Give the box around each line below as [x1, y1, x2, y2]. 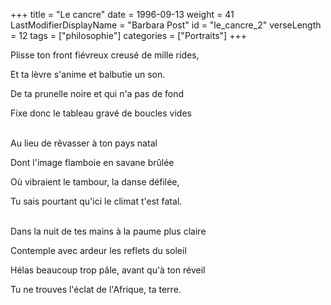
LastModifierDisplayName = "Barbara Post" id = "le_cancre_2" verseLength [10, 19, 322, 31]
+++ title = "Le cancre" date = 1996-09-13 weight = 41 [10, 9, 235, 20]
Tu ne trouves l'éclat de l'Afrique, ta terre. [10, 284, 182, 295]
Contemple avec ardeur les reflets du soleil [10, 245, 187, 256]
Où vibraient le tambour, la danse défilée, [10, 176, 180, 188]
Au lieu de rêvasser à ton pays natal [10, 137, 158, 149]
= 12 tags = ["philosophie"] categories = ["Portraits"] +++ [10, 30, 247, 41]
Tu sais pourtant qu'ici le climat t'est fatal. [10, 195, 183, 207]
